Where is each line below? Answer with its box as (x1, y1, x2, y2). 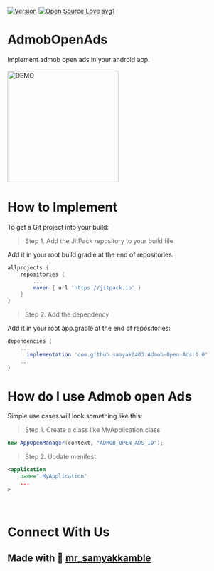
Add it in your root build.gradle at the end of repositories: (7, 250, 174, 259)
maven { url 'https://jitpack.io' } (33, 284, 141, 292)
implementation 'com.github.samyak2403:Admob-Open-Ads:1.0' (26, 351, 208, 358)
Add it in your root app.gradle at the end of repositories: (7, 324, 171, 333)
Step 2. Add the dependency (24, 310, 109, 319)
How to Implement (7, 200, 118, 215)
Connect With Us (7, 524, 110, 540)
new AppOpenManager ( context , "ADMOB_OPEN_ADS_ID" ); (7, 439, 164, 447)
